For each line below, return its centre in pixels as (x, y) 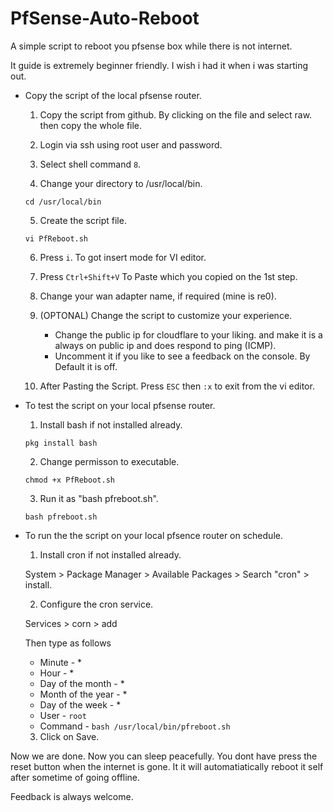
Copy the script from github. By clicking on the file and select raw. (176, 114)
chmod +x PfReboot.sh (69, 480)
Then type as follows (68, 643)
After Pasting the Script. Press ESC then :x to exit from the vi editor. (177, 386)
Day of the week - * (80, 704)
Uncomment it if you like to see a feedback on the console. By (182, 356)
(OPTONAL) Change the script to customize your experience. (166, 315)
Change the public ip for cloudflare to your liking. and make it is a (188, 334)
